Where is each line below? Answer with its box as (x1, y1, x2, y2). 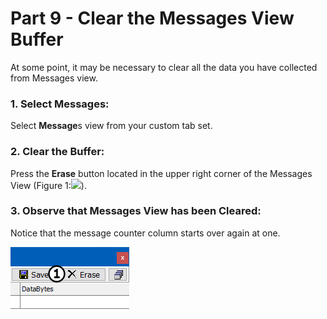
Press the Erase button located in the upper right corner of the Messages (10, 167, 313, 179)
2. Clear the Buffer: (10, 145, 105, 159)
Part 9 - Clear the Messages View (10, 7, 295, 30)
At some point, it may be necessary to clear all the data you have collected (10, 61, 318, 73)
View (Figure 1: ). (10, 179, 87, 191)
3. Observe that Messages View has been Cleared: (10, 204, 262, 218)
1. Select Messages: (10, 97, 110, 111)
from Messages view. (10, 72, 98, 84)
